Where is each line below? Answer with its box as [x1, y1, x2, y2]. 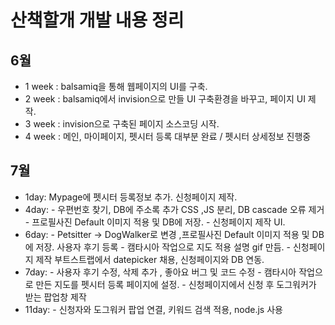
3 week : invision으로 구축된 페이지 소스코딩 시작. [24, 118, 220, 130]
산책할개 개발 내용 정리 [10, 9, 185, 32]
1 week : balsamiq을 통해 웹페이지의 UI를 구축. [24, 81, 208, 92]
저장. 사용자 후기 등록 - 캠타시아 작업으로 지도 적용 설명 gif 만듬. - [35, 241, 291, 253]
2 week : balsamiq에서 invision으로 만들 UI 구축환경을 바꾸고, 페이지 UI [24, 93, 306, 105]
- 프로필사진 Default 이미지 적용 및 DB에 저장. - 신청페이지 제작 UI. [24, 216, 286, 228]
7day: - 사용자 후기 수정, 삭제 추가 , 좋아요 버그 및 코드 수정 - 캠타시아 [24, 266, 297, 278]
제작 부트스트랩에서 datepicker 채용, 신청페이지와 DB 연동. [35, 253, 265, 265]
